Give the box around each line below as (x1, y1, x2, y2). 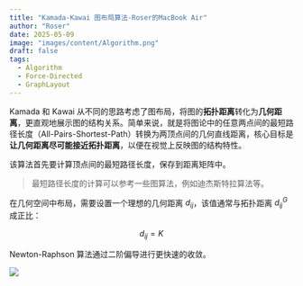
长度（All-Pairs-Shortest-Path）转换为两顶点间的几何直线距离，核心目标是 (16, 128, 294, 139)
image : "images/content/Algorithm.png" (9, 38, 160, 48)
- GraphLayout (17, 80, 70, 89)
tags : (9, 55, 30, 64)
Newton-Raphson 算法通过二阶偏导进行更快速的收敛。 (9, 248, 212, 259)
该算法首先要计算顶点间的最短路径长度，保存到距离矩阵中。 (9, 158, 231, 169)
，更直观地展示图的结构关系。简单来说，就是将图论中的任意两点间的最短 (17, 117, 286, 128)
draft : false (9, 47, 59, 56)
